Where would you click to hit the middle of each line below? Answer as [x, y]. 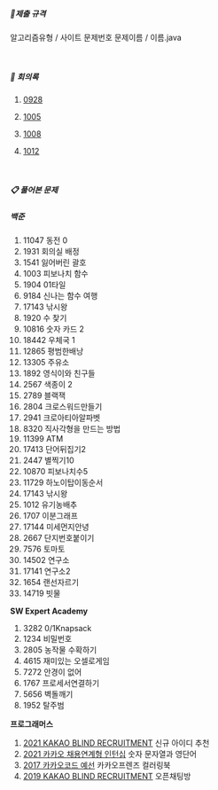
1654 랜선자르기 [51, 583]
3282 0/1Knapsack [57, 629]
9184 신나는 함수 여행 [60, 296]
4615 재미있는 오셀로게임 [66, 661]
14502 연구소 [46, 560]
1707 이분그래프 [51, 516]
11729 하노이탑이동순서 [63, 482]
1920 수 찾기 [45, 318]
